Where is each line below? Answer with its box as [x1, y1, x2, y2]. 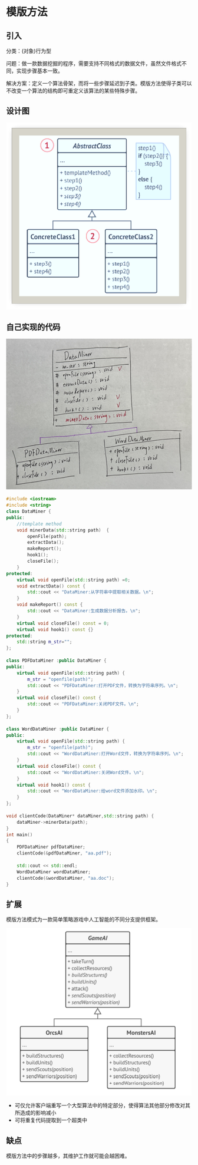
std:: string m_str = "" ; [16, 639, 72, 645]
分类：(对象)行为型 [6, 48, 52, 54]
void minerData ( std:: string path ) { [16, 527, 110, 533]
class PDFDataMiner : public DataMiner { [6, 658, 107, 664]
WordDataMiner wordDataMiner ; [16, 869, 91, 875]
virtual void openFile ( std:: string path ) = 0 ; [16, 577, 131, 583]
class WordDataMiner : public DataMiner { [6, 726, 110, 732]
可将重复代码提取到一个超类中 [14, 1117, 87, 1124]
